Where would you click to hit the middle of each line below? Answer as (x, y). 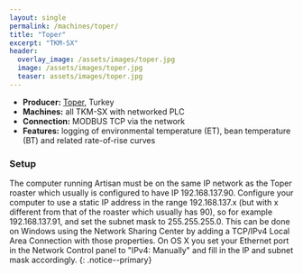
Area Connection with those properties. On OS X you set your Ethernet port (149, 241)
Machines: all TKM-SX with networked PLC (103, 111)
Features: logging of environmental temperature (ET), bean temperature (156, 131)
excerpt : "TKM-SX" (44, 43)
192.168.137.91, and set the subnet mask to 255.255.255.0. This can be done (150, 222)
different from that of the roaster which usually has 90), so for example (141, 212)
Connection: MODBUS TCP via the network (104, 121)
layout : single (38, 18)
